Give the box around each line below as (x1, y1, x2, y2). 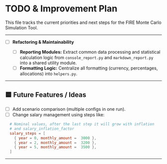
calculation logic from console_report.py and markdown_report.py (19, 55, 154, 61)
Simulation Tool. (5, 24, 38, 30)
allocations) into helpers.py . (19, 71, 78, 77)
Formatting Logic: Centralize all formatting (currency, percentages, (19, 65, 158, 71)
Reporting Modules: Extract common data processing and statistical (19, 49, 161, 55)
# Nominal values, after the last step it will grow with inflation (9, 122, 155, 127)
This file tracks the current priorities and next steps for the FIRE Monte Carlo (5, 19, 162, 25)
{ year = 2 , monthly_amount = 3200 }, (14, 140, 97, 145)
